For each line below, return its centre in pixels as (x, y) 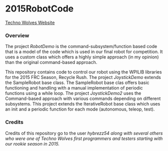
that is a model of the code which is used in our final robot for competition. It (84, 52)
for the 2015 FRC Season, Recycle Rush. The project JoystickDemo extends (83, 77)
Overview (17, 35)
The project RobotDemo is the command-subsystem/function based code (81, 46)
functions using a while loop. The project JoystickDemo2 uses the (73, 93)
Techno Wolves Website (30, 22)
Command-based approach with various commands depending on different (83, 98)
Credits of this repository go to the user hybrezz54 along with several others (84, 133)
